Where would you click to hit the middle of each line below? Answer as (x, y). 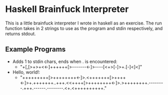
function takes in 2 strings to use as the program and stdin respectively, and (84, 28)
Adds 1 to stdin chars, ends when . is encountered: (65, 61)
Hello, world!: (26, 72)
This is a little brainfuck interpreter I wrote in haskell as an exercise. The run (84, 23)
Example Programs (35, 49)
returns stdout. (21, 33)
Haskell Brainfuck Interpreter (67, 9)
